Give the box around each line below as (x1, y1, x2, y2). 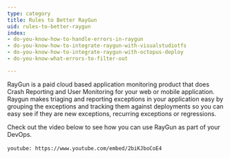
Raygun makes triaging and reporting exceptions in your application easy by (7, 95, 224, 103)
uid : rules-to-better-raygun (7, 23, 91, 30)
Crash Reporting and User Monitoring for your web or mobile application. (7, 87, 215, 95)
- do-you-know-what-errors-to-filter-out (7, 55, 128, 62)
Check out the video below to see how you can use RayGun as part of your (7, 122, 221, 131)
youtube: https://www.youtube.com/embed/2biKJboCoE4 (7, 144, 162, 152)
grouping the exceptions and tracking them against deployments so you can (7, 102, 224, 111)
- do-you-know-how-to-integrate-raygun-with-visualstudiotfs (7, 42, 187, 49)
